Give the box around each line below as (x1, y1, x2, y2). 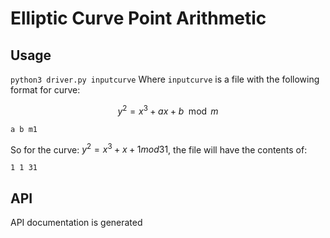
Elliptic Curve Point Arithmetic (10, 7, 267, 30)
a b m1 (10, 124, 38, 134)
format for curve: (10, 84, 81, 96)
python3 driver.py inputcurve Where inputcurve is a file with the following (10, 73, 320, 85)
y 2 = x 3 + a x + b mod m (117, 103, 219, 117)
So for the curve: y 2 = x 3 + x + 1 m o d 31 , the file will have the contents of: (10, 142, 308, 156)
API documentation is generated (10, 217, 143, 229)
